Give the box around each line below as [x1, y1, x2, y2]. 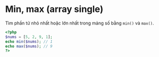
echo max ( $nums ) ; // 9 [5, 43, 53, 48]
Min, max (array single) [5, 3, 104, 15]
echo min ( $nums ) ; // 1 [5, 39, 53, 44]
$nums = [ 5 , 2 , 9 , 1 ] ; [5, 34, 53, 39]
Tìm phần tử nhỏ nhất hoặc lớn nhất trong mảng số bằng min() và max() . [5, 20, 154, 26]
